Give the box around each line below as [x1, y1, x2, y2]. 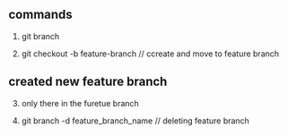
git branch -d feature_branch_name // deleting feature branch [21, 115, 250, 126]
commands [8, 7, 73, 22]
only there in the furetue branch [21, 97, 140, 108]
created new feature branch [8, 74, 168, 89]
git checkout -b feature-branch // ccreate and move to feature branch [21, 48, 280, 59]
